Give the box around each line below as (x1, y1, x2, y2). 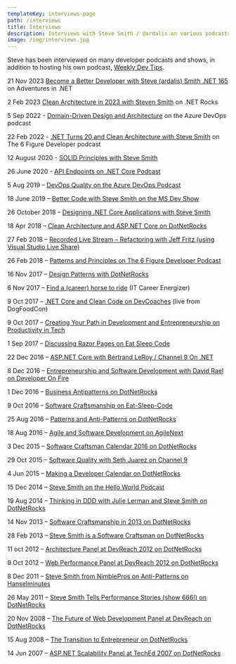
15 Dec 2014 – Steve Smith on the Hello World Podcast (7, 483, 165, 492)
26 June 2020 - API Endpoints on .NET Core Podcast (7, 167, 161, 176)
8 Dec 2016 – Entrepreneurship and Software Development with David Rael (7, 367, 224, 375)
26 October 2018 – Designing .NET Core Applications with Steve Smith (7, 208, 211, 216)
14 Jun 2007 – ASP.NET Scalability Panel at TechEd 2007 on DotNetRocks (7, 649, 221, 658)
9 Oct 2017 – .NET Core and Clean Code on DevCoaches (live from (7, 297, 200, 306)
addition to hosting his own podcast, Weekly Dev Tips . (7, 63, 165, 72)
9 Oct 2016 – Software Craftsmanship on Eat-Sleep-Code (7, 401, 173, 410)
